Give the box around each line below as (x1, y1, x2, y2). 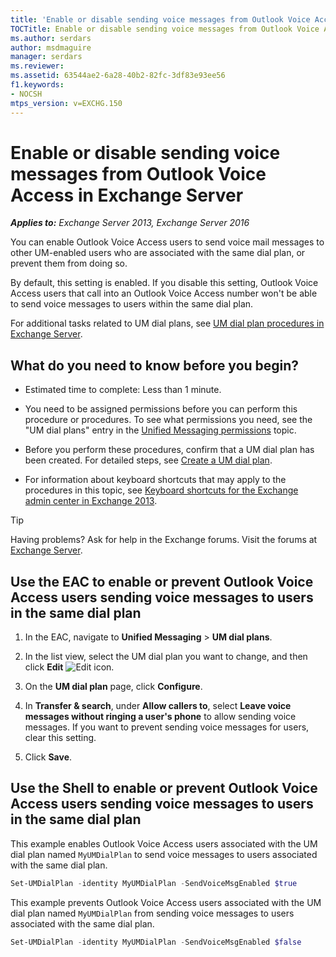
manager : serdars (10, 52, 83, 62)
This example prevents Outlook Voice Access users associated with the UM (10, 896, 322, 908)
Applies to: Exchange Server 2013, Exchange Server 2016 (10, 217, 250, 229)
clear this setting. (24, 732, 97, 744)
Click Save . (24, 751, 73, 763)
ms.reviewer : (10, 61, 65, 71)
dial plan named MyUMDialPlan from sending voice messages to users (10, 907, 295, 919)
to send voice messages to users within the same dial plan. (10, 298, 254, 310)
